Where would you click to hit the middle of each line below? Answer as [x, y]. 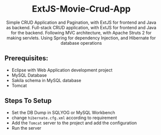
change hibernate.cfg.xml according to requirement [64, 118]
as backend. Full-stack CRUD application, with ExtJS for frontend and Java [81, 27]
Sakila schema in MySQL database [46, 80]
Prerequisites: [26, 59]
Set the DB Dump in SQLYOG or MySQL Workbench [63, 112]
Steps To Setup [28, 101]
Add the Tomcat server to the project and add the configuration [74, 123]
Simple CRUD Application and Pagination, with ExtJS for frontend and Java [81, 22]
